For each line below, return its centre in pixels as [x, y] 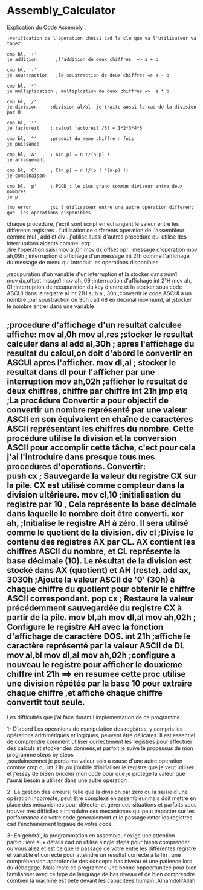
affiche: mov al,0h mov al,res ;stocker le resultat [100, 335]
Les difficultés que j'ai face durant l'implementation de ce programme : [95, 717]
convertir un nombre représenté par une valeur [97, 410]
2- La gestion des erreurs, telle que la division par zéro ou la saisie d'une [98, 792]
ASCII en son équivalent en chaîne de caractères [100, 419]
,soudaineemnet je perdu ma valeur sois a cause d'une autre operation [95, 761]
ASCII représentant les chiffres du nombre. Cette [101, 429]
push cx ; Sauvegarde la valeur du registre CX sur [102, 476]
